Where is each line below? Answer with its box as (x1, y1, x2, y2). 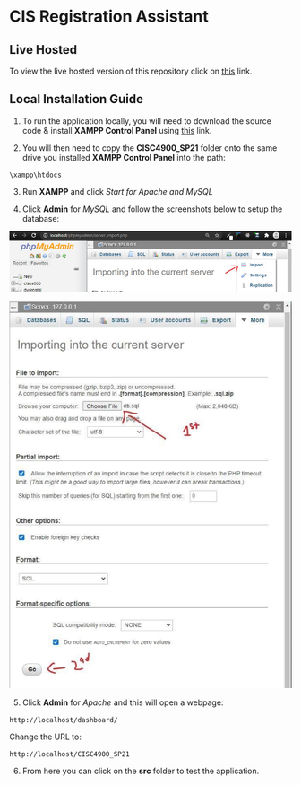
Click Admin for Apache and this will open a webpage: (21, 697, 224, 708)
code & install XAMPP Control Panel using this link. (21, 125, 212, 135)
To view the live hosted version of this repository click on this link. (9, 65, 253, 76)
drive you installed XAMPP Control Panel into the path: (21, 152, 226, 162)
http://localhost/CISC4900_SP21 (9, 749, 130, 759)
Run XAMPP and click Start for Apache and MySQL (21, 186, 213, 196)
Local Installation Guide (9, 92, 144, 107)
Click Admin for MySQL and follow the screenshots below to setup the (21, 204, 283, 214)
